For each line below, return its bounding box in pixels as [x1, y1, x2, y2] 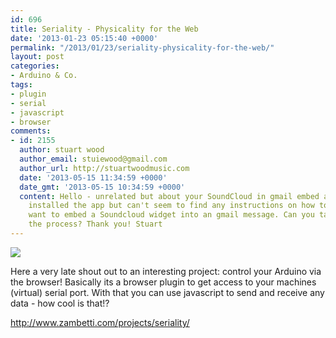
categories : [10, 61, 60, 71]
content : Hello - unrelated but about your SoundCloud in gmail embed [19, 191, 320, 201]
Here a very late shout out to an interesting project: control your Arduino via [10, 265, 322, 277]
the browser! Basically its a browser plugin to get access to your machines [10, 276, 317, 288]
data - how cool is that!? [10, 297, 110, 309]
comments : [10, 126, 52, 136]
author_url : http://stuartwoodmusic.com [19, 163, 190, 173]
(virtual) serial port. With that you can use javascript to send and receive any [10, 286, 325, 298]
